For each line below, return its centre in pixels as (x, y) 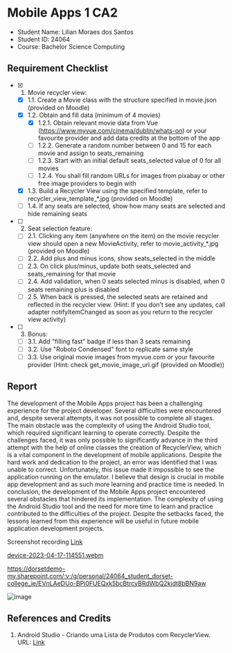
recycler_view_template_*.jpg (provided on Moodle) (100, 199)
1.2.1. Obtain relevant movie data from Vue (98, 123)
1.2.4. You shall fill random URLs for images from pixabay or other (131, 176)
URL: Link (31, 643)
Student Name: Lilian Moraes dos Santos (75, 32)
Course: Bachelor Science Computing (71, 46)
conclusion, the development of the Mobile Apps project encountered (106, 491)
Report (22, 387)
